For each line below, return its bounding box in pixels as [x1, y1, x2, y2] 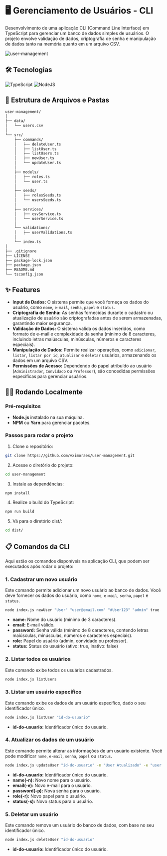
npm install [5, 490, 30, 495]
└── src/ [5, 132, 23, 137]
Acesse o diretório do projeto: [12, 462, 74, 468]
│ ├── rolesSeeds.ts [14, 193, 61, 198]
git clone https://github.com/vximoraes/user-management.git [5, 453, 135, 458]
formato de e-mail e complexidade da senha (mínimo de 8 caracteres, [12, 330, 156, 336]
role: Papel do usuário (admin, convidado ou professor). [12, 638, 128, 644]
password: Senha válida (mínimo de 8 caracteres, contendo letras [12, 627, 149, 633]
